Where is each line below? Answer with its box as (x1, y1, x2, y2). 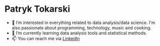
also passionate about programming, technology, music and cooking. (11, 24, 152, 30)
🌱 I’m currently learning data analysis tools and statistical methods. (11, 30, 147, 36)
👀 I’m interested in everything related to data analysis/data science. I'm (11, 20, 156, 25)
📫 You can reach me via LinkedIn (11, 35, 80, 41)
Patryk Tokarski (4, 3, 71, 15)
